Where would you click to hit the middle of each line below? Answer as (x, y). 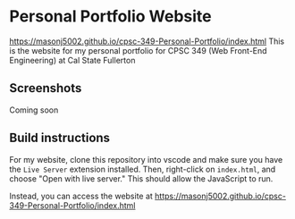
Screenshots (46, 88)
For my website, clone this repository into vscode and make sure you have (146, 159)
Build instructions (59, 138)
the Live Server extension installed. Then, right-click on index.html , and (143, 169)
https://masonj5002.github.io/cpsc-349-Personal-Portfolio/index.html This (147, 41)
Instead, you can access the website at (81, 196)
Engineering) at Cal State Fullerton (72, 60)
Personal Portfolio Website (110, 17)
